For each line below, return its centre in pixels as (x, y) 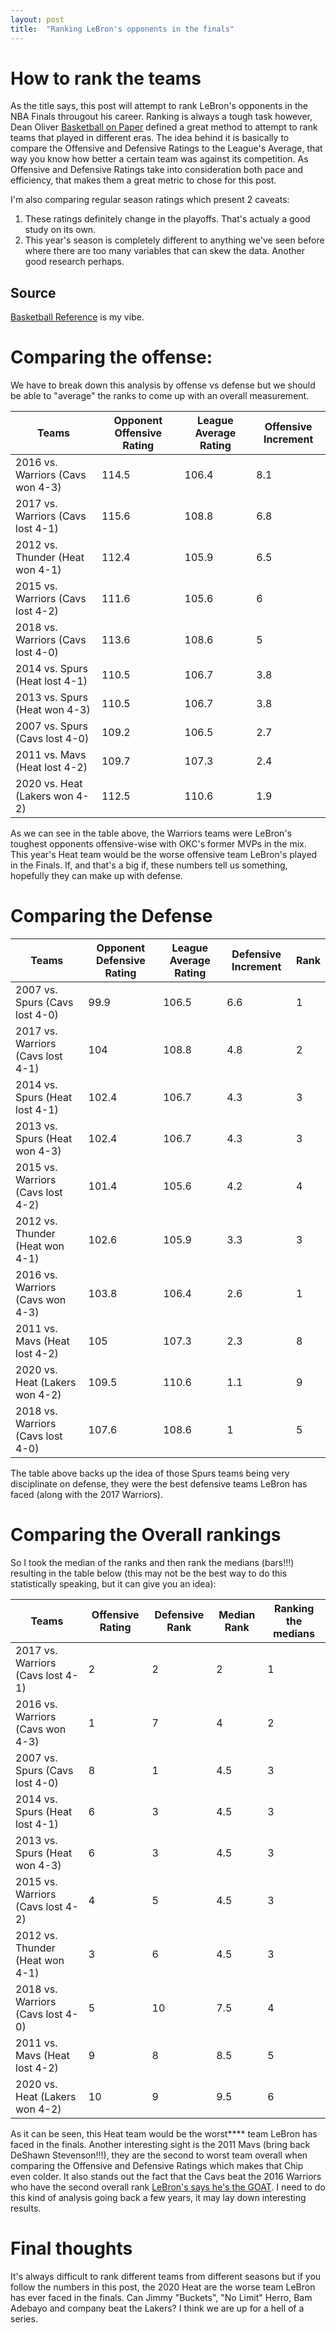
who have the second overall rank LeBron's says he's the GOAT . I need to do (168, 2187)
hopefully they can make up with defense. (96, 876)
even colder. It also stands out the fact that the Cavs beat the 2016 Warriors (166, 2177)
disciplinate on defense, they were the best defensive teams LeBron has (159, 1484)
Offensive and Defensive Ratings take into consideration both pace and (157, 170)
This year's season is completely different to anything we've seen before (174, 240)
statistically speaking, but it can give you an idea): (113, 1584)
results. (26, 2208)
